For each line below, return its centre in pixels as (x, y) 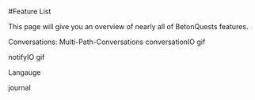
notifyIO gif (27, 57)
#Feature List (30, 11)
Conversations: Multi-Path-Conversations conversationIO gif (107, 42)
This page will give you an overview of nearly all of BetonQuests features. (128, 26)
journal (20, 87)
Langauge (25, 72)
